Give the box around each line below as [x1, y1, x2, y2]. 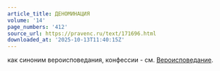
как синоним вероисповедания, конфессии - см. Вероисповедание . [7, 56, 214, 64]
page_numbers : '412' [7, 23, 69, 30]
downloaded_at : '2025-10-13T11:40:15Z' [7, 37, 125, 44]
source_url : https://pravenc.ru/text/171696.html [7, 30, 157, 37]
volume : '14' [7, 17, 46, 24]
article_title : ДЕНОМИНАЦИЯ [7, 10, 91, 18]
